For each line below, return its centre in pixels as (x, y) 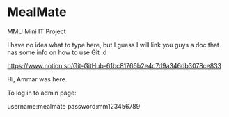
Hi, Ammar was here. (37, 79)
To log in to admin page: (42, 93)
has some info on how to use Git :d (57, 52)
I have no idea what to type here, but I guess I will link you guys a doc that (113, 45)
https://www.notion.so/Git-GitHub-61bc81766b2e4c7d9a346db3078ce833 (114, 65)
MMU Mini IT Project (37, 31)
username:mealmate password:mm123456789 (74, 106)
